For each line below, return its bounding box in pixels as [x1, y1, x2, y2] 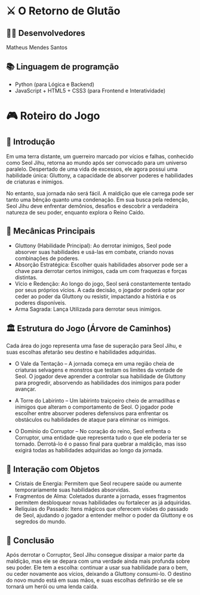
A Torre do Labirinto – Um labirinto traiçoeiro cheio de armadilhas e [14, 397, 180, 404]
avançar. [14, 385, 36, 392]
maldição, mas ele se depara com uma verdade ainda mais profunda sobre [6, 557, 190, 565]
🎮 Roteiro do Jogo [6, 109, 100, 122]
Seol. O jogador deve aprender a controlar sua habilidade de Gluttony [14, 373, 186, 380]
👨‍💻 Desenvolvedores [6, 28, 85, 38]
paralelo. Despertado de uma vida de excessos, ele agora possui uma [6, 165, 178, 173]
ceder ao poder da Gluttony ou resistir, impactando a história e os [14, 293, 177, 300]
